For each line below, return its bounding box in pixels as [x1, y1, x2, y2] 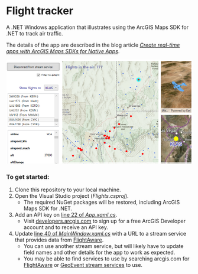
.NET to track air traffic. [6, 30, 63, 37]
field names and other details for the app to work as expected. [23, 249, 176, 256]
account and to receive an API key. [23, 224, 108, 231]
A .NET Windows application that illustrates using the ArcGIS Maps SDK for [6, 24, 189, 31]
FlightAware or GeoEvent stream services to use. [23, 262, 143, 269]
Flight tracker [6, 4, 74, 18]
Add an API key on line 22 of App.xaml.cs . [14, 211, 118, 218]
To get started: [6, 173, 50, 181]
